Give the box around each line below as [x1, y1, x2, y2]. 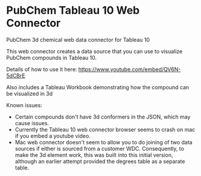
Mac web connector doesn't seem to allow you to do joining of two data [14, 138, 193, 145]
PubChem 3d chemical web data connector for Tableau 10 [6, 36, 150, 43]
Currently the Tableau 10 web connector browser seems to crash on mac [14, 126, 196, 133]
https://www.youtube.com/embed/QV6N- [78, 65, 181, 72]
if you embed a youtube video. [14, 132, 91, 139]
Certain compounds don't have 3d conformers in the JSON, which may [14, 113, 191, 120]
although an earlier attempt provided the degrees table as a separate [14, 157, 185, 165]
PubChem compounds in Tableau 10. [6, 54, 97, 61]
